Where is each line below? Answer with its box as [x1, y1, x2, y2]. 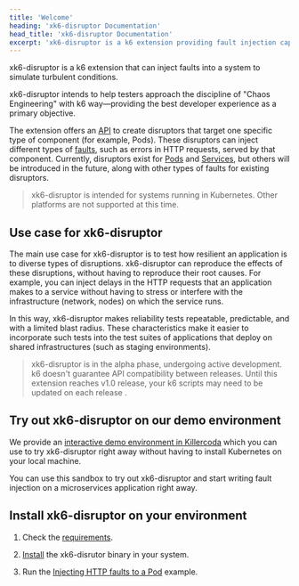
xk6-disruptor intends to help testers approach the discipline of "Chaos [9, 89, 271, 100]
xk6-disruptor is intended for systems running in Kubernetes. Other [30, 190, 279, 200]
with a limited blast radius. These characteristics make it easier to [9, 322, 249, 334]
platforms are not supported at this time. [30, 199, 180, 210]
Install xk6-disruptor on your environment [9, 509, 247, 524]
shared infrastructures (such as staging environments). [9, 342, 211, 353]
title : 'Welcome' [9, 12, 74, 22]
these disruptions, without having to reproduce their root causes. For [9, 268, 262, 279]
